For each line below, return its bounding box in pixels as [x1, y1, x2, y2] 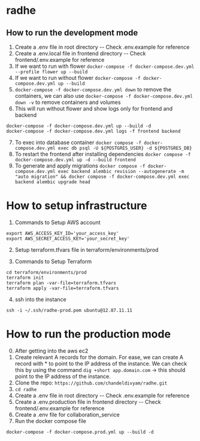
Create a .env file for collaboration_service [14, 411, 120, 418]
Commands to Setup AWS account [14, 219, 101, 226]
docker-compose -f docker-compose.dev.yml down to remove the [14, 86, 172, 93]
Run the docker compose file [14, 417, 87, 424]
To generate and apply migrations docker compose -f [14, 162, 146, 169]
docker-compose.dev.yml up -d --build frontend [14, 157, 136, 163]
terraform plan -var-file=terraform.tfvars [6, 280, 117, 286]
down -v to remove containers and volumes [14, 99, 121, 106]
